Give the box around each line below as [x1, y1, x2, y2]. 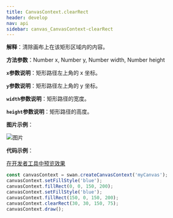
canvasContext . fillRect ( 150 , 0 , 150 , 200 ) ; [6, 194, 119, 201]
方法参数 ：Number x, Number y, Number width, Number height [6, 56, 165, 64]
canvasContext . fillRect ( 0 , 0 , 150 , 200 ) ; [6, 183, 114, 189]
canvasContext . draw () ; [6, 206, 64, 212]
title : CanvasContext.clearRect [6, 9, 89, 15]
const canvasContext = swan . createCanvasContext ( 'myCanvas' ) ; [6, 172, 168, 178]
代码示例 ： [6, 147, 34, 154]
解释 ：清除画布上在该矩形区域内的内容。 [6, 43, 108, 51]
